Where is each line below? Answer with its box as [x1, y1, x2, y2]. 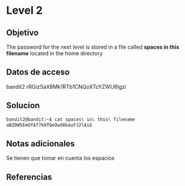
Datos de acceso [6, 67, 70, 77]
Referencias [6, 172, 53, 182]
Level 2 [6, 4, 43, 17]
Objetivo [6, 28, 39, 38]
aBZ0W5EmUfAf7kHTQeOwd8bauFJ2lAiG [6, 122, 93, 128]
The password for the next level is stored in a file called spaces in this [6, 43, 180, 50]
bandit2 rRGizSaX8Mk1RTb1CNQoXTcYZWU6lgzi [6, 83, 127, 90]
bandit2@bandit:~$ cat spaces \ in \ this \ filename [6, 116, 135, 122]
